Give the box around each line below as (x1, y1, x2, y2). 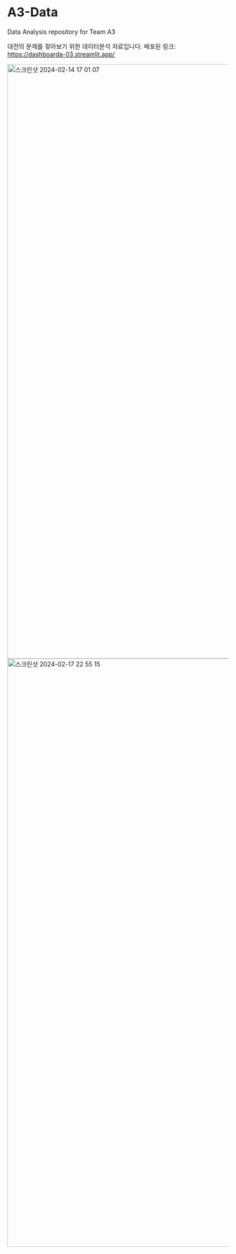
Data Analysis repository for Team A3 (7, 27, 116, 36)
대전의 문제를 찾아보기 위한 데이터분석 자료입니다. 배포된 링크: (7, 42, 176, 50)
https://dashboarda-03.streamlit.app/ (7, 50, 115, 58)
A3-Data (7, 4, 58, 20)
